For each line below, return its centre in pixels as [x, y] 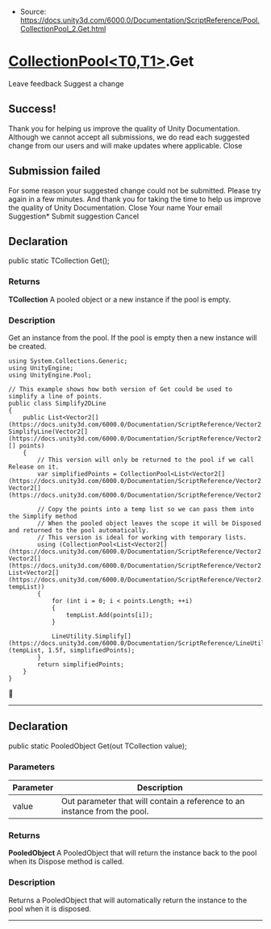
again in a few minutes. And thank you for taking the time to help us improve [135, 199]
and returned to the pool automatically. [79, 530]
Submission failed [54, 171]
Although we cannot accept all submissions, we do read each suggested [129, 137]
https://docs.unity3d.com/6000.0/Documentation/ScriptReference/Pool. [140, 20]
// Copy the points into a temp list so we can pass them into [146, 509]
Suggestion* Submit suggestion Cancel [74, 216]
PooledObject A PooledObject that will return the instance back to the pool [133, 853]
